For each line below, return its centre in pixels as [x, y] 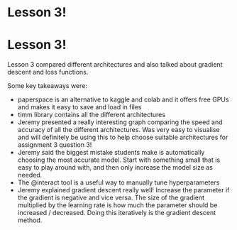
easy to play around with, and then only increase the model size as [115, 168]
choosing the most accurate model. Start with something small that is [119, 160]
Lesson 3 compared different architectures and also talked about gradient [115, 65]
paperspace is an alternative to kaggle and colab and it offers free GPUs [123, 99]
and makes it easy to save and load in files [79, 107]
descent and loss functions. [48, 72]
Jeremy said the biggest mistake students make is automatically [111, 153]
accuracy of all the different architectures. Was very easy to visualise [118, 130]
